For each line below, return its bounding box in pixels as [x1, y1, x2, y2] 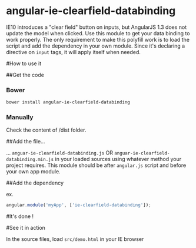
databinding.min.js [6, 157, 54, 163]
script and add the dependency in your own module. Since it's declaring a [6, 42, 185, 49]
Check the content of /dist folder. [6, 126, 87, 133]
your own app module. [6, 168, 61, 175]
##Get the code [6, 71, 44, 78]
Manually [6, 113, 34, 122]
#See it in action [6, 224, 46, 232]
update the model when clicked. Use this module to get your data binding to [6, 29, 190, 36]
